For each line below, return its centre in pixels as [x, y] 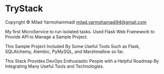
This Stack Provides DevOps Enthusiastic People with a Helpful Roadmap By [82, 61]
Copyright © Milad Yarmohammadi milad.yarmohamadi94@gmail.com [76, 22]
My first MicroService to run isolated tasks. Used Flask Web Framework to [80, 31]
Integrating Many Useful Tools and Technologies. [55, 66]
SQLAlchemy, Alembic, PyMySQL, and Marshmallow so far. [65, 51]
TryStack [24, 9]
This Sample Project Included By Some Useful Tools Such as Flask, [73, 46]
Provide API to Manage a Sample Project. [47, 37]
